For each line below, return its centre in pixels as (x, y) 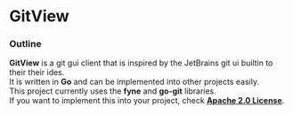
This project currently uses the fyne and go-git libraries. (113, 91)
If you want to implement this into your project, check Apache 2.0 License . (147, 101)
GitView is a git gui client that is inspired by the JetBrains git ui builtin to (141, 63)
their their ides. (37, 72)
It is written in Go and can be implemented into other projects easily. (134, 82)
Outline (25, 44)
